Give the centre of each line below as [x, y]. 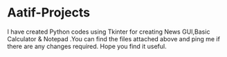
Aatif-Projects [49, 13]
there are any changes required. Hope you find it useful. [87, 46]
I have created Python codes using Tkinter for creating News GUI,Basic [109, 32]
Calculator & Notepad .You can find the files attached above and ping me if [113, 38]
